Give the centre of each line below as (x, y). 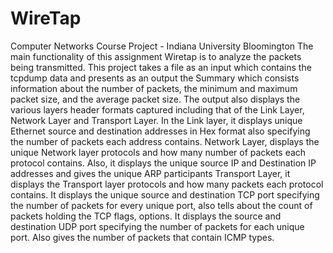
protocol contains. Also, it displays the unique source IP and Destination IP (163, 163)
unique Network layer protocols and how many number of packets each (158, 152)
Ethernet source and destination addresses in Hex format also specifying (160, 131)
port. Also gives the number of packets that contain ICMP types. (142, 237)
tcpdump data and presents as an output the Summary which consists (155, 78)
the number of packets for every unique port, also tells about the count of (161, 205)
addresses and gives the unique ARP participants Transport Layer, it (150, 173)
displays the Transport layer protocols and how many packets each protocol (167, 184)
